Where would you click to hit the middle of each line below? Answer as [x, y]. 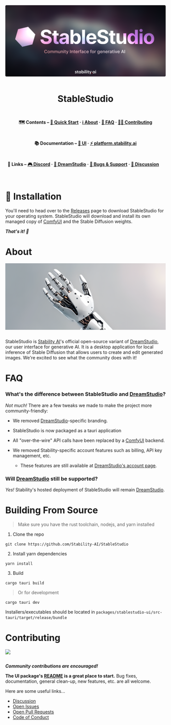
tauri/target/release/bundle [36, 618]
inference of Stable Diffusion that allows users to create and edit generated [84, 352]
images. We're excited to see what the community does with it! [71, 358]
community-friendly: [27, 411]
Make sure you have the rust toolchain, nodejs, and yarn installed [86, 524]
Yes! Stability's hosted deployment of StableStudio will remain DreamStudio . [85, 490]
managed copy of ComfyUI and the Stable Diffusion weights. [69, 221]
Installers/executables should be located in [50, 612]
